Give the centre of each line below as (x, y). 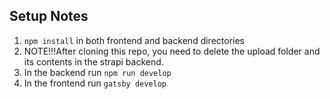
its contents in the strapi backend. (93, 61)
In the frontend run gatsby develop (95, 83)
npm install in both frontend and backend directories (134, 40)
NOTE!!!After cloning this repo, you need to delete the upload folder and (172, 51)
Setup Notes (49, 16)
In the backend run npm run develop (97, 72)
